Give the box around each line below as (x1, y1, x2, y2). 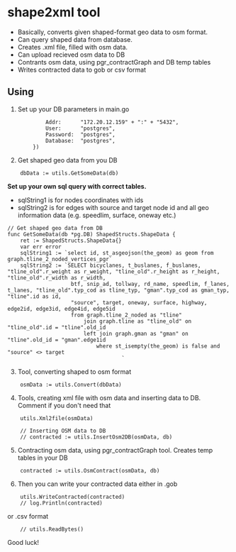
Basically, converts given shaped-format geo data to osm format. (17, 28, 208, 36)
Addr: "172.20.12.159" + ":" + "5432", (45, 118, 179, 126)
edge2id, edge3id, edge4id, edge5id (7, 305, 116, 312)
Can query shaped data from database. (17, 35, 133, 43)
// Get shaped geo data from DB (7, 224, 103, 231)
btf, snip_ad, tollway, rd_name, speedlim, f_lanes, (70, 280, 230, 287)
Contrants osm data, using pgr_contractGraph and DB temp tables (17, 57, 211, 66)
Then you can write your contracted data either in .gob (17, 480, 178, 488)
